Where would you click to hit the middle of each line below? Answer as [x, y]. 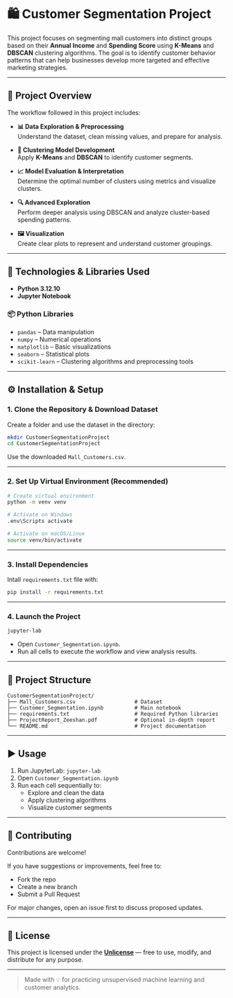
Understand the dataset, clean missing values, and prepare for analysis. [120, 136]
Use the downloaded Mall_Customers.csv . [67, 457]
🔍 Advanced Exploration [54, 202]
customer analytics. [52, 988]
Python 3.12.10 [38, 289]
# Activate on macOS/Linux [46, 534]
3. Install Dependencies [48, 565]
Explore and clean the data [66, 793]
